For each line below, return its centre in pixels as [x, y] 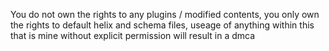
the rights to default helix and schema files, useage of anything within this [162, 25]
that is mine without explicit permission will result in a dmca [133, 35]
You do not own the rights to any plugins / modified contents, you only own [165, 14]
